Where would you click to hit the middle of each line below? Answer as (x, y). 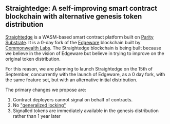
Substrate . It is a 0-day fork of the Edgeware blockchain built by (73, 42)
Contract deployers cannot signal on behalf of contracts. (73, 99)
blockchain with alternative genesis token (74, 17)
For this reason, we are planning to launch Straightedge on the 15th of (79, 68)
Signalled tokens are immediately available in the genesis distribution (86, 111)
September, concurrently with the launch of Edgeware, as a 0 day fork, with (85, 74)
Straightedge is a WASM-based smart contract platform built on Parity (80, 37)
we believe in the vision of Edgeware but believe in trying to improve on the (85, 53)
